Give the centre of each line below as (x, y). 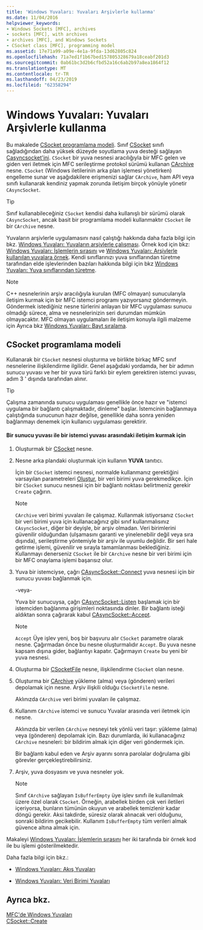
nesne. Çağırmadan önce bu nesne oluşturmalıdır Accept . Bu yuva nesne (105, 644)
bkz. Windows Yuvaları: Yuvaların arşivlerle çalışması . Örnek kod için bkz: (98, 244)
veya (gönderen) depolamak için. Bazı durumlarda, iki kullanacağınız (100, 735)
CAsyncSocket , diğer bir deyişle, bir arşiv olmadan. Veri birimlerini (95, 528)
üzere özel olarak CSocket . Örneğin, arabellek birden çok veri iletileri (100, 802)
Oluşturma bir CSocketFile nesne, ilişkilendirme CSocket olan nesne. (99, 669)
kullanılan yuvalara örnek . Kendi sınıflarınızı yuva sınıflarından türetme (93, 257)
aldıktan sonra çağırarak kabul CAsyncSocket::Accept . (83, 614)
